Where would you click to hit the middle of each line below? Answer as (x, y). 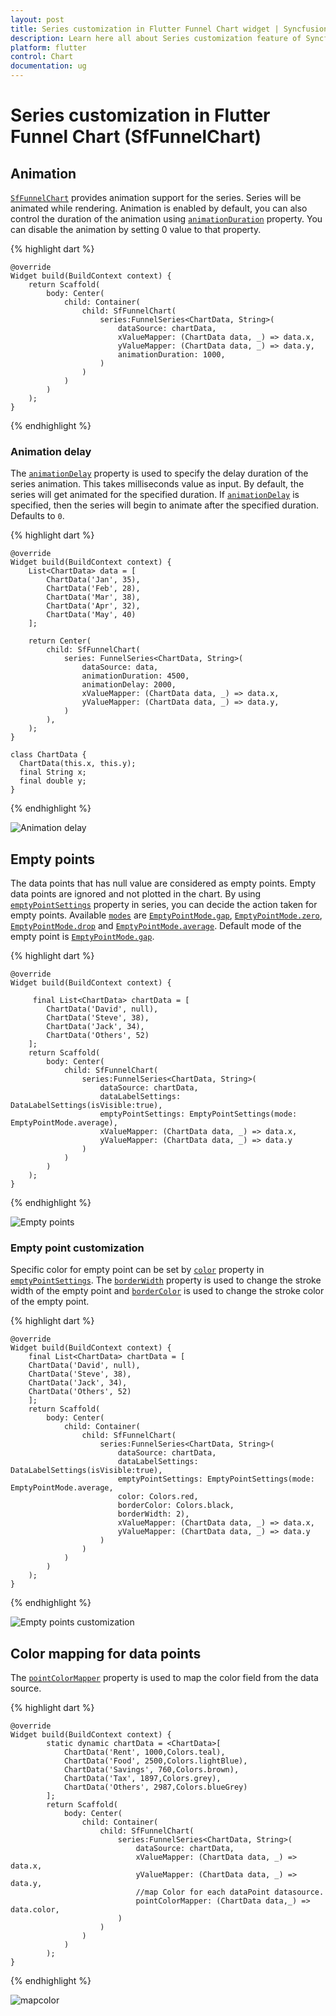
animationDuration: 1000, (171, 355)
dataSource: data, (120, 667)
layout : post (37, 19)
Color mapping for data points (106, 1653)
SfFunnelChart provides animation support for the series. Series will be (156, 197)
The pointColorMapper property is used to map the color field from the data (164, 1678)
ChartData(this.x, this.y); (78, 764)
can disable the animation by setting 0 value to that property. (136, 229)
